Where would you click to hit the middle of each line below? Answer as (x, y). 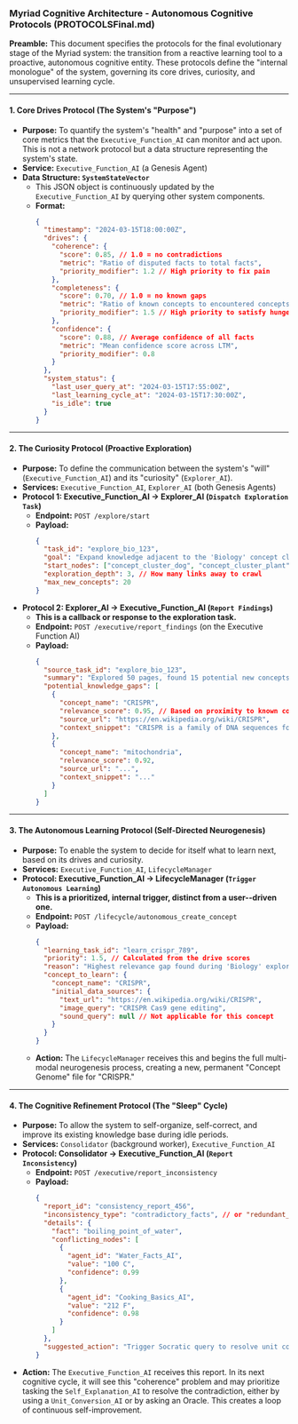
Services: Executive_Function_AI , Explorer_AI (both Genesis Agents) (149, 487)
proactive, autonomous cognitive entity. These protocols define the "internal (149, 63)
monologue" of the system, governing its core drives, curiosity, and (132, 72)
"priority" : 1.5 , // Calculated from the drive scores (147, 959)
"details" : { (67, 1223)
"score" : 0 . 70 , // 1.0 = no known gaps (133, 296)
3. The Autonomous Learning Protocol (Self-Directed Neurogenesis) (137, 831)
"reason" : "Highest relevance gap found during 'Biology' (153, 967)
